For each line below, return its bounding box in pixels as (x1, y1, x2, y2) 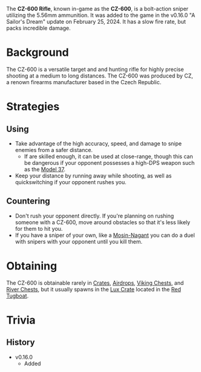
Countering (6, 196, 50, 207)
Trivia (6, 313, 36, 327)
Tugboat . (6, 292, 29, 299)
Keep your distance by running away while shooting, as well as (15, 172, 172, 179)
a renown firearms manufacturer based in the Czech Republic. (6, 78, 162, 85)
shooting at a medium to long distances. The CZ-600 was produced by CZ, (6, 72, 194, 79)
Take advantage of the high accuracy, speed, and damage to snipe (15, 139, 182, 147)
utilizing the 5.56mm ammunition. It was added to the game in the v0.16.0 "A (6, 12, 196, 19)
